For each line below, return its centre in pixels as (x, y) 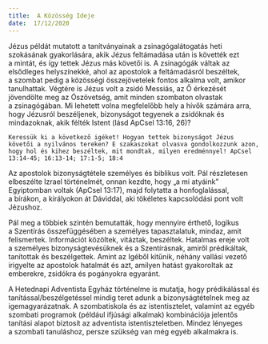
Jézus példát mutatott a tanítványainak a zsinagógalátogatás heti (115, 46)
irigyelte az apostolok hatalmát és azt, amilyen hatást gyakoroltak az (121, 265)
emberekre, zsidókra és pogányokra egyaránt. (84, 274)
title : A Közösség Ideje (51, 16)
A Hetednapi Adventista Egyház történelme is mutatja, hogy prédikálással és (134, 289)
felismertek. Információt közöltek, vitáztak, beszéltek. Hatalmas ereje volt (129, 239)
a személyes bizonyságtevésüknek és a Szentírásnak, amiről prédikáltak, (128, 248)
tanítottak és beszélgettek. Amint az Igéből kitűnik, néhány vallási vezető (128, 256)
